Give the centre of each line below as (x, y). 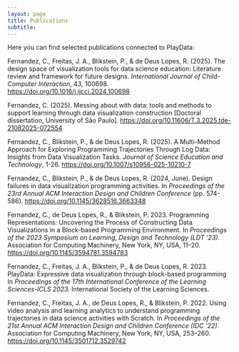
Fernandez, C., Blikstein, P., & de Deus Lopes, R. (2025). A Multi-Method (114, 142)
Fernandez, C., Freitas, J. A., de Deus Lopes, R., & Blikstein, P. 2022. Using (117, 303)
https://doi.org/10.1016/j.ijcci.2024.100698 (69, 92)
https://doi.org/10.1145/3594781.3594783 (68, 253)
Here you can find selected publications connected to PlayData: (101, 48)
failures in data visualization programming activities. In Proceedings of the (116, 186)
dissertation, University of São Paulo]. (63, 120)
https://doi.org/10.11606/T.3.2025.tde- (176, 120)
